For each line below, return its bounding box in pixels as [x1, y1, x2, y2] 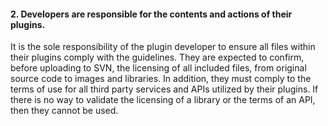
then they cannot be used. [10, 105, 119, 117]
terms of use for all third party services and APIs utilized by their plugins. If [10, 83, 319, 95]
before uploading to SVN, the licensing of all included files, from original [10, 62, 307, 74]
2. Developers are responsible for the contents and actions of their [10, 8, 293, 20]
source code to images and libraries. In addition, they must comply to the [10, 73, 312, 85]
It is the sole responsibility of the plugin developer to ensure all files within [10, 41, 316, 53]
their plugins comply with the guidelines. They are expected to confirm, [10, 51, 305, 64]
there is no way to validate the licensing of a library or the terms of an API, [10, 94, 316, 106]
